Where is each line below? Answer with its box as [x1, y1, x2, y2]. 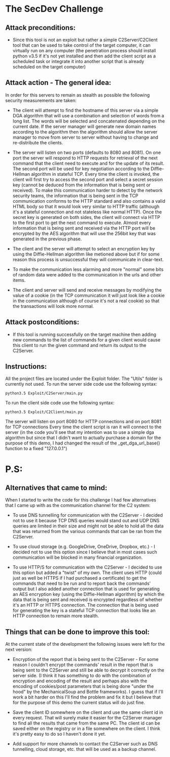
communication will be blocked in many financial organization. [12, 554, 143, 560]
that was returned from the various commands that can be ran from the [12, 528, 162, 534]
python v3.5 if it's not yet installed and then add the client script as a [12, 53, 156, 59]
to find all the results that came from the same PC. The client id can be [12, 720, 160, 727]
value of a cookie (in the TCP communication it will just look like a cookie [12, 292, 165, 298]
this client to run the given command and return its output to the [12, 342, 147, 348]
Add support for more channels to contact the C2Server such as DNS [12, 741, 158, 747]
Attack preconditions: [5, 23, 76, 32]
